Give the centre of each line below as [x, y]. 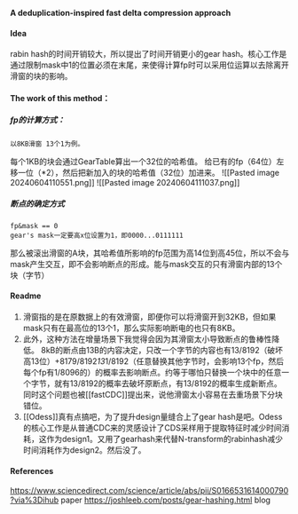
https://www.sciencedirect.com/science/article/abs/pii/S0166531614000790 [149, 491]
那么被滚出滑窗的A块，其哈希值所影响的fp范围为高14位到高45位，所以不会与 [150, 253]
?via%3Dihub [35, 500]
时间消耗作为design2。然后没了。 [84, 450]
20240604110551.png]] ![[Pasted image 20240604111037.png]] [125, 182]
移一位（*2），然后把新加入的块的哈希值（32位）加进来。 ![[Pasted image [145, 172]
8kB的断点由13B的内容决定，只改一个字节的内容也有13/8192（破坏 [161, 350]
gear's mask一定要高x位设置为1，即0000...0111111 [97, 235]
